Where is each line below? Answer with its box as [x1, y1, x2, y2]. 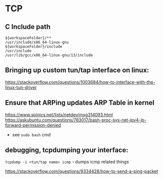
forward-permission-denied [5, 122, 61, 128]
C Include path [5, 23, 50, 31]
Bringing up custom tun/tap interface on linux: [5, 66, 149, 74]
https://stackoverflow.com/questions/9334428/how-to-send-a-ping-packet [5, 168, 158, 175]
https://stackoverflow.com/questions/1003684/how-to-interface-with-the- [5, 79, 156, 85]
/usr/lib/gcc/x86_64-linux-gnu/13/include [5, 53, 93, 58]
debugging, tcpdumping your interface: [5, 146, 129, 154]
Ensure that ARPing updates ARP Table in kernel [5, 99, 155, 107]
